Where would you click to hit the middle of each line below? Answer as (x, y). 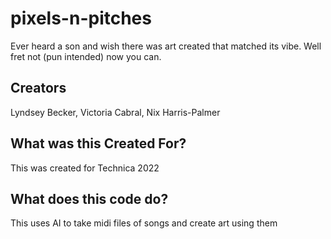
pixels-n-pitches (81, 18)
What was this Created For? (98, 143)
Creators (38, 88)
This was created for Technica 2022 (85, 168)
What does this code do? (89, 198)
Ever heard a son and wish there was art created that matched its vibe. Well (166, 46)
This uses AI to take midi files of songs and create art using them (144, 223)
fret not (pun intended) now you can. (86, 56)
